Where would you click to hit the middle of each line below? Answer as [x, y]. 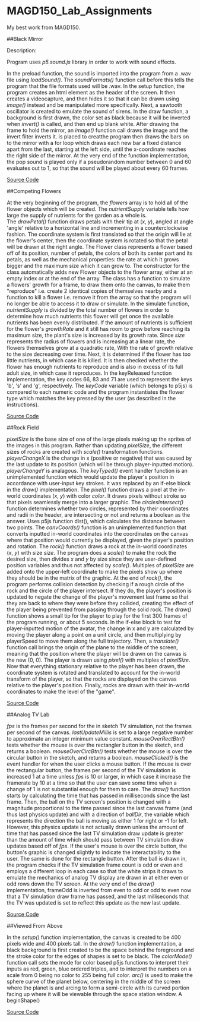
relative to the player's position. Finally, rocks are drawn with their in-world [98, 685]
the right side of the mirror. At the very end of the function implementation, [98, 155]
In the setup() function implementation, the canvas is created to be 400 [94, 937]
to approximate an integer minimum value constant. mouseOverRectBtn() [96, 738]
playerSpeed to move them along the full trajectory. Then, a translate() [93, 641]
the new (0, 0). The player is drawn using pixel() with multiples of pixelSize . [99, 660]
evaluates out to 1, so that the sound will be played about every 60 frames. [98, 168]
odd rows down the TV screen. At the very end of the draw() [81, 884]
